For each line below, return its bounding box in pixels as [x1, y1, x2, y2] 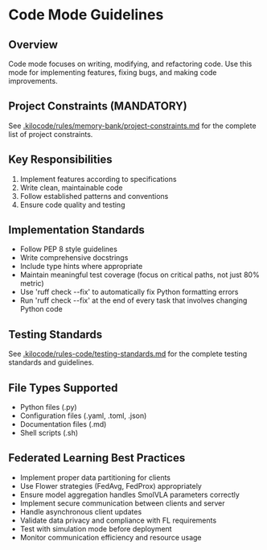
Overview [8, 38, 59, 52]
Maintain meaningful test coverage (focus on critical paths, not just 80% [19, 270, 260, 279]
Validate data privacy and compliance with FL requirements [19, 515, 217, 525]
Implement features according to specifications [19, 174, 177, 184]
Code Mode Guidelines [8, 6, 164, 24]
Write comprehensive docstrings [19, 253, 129, 263]
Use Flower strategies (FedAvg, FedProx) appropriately [19, 481, 203, 490]
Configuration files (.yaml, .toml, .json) [19, 411, 147, 420]
